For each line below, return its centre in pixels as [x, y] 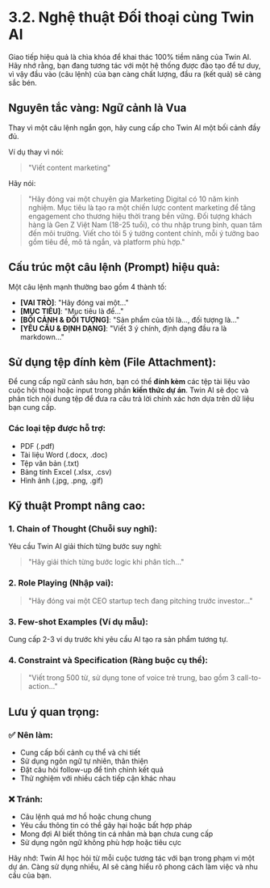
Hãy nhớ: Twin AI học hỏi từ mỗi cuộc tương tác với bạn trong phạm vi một [132, 858]
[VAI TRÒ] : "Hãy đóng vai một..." [74, 302]
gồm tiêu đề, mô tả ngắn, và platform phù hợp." [106, 242]
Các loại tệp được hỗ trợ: [57, 429]
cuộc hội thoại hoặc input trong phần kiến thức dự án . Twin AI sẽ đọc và [129, 390]
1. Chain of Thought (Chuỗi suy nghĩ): [83, 528]
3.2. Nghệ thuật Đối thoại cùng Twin [131, 17]
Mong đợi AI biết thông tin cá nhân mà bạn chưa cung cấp [116, 834]
